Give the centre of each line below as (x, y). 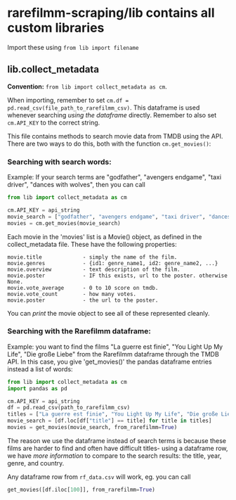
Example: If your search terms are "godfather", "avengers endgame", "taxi (114, 177)
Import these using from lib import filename (73, 47)
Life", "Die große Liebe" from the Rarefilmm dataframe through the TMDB (113, 354)
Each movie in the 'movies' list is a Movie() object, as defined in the (105, 236)
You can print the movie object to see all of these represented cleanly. (109, 313)
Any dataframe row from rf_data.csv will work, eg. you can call (99, 477)
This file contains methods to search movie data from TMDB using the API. (115, 136)
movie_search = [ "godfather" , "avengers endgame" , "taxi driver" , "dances (119, 217)
